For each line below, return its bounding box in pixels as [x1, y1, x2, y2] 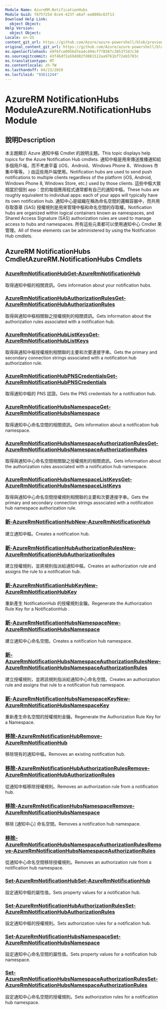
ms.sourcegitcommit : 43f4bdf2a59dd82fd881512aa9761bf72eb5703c [5, 53, 139, 59]
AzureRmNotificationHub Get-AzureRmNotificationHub [5, 270, 141, 277]
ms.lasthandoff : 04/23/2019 [5, 68, 64, 73]
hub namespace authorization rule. [5, 505, 77, 511]
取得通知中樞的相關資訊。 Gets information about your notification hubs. [5, 282, 152, 288]
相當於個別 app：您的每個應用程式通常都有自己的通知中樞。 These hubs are [5, 186, 160, 192]
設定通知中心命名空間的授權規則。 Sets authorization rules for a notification [5, 994, 158, 1000]
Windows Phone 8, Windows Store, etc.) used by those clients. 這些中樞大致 [5, 180, 162, 186]
